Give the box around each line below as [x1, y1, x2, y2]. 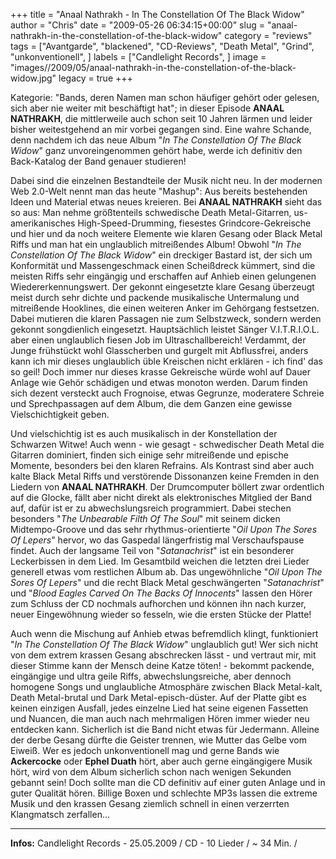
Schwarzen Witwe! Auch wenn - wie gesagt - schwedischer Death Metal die [10, 439, 325, 450]
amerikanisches [10, 217, 76, 229]
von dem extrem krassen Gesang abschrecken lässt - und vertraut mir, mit [10, 649, 317, 661]
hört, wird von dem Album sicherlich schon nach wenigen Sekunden [10, 766, 292, 778]
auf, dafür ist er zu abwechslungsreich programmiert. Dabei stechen [10, 502, 292, 514]
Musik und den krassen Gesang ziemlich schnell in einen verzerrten [10, 798, 290, 809]
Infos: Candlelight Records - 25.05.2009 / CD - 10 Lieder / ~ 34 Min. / [10, 837, 298, 849]
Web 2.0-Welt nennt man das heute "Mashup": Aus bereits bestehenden [10, 185, 308, 197]
